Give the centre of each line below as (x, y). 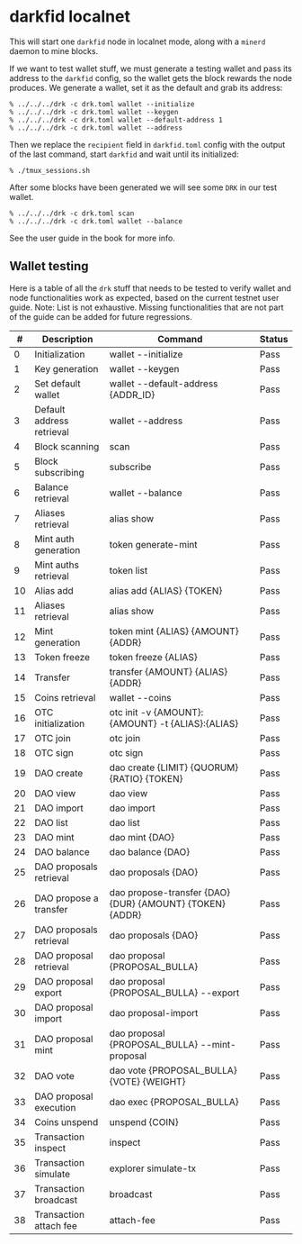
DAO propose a (67, 898)
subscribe (130, 467)
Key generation (67, 368)
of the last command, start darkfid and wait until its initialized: (124, 154)
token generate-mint (153, 544)
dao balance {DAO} (150, 851)
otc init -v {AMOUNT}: (156, 712)
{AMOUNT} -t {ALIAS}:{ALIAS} (174, 723)
